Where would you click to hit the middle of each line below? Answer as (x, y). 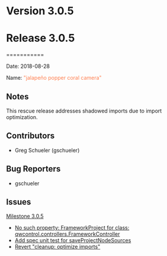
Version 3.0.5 (40, 11)
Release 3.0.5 (41, 38)
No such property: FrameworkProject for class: (72, 228)
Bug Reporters (33, 169)
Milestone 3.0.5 (25, 216)
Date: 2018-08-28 (28, 66)
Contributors (30, 136)
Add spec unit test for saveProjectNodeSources (73, 241)
